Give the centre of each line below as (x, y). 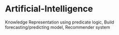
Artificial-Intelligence (49, 9)
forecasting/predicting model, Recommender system (58, 27)
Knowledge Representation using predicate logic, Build (60, 22)
